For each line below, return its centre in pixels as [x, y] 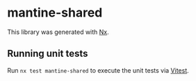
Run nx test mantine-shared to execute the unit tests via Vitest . [98, 70]
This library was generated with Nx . [58, 32]
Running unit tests [48, 54]
